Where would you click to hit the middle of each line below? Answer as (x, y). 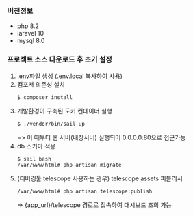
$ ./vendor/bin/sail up (51, 124)
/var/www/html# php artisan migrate (69, 165)
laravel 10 (30, 33)
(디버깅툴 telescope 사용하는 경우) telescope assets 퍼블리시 (100, 178)
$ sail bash (34, 159)
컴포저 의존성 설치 (41, 84)
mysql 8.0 (31, 41)
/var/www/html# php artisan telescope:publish (85, 191)
